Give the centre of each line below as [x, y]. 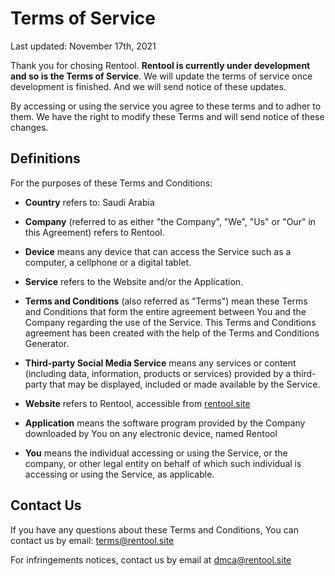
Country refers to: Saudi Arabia [89, 202]
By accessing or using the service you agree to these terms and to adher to [166, 106]
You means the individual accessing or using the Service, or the [156, 453]
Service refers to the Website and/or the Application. [134, 281]
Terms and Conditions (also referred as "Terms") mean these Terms [166, 301]
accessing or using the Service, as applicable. [119, 474]
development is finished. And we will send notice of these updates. [148, 86]
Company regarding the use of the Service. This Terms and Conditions [170, 322]
